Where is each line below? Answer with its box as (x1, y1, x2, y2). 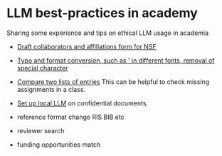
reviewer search (16, 126, 65, 135)
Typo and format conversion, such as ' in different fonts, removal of (16, 56, 215, 65)
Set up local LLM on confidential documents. (16, 98, 149, 108)
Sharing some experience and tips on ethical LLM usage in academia (6, 28, 209, 37)
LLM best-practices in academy (6, 5, 199, 21)
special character (16, 63, 68, 72)
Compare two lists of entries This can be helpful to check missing (16, 77, 210, 86)
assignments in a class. (16, 85, 86, 93)
